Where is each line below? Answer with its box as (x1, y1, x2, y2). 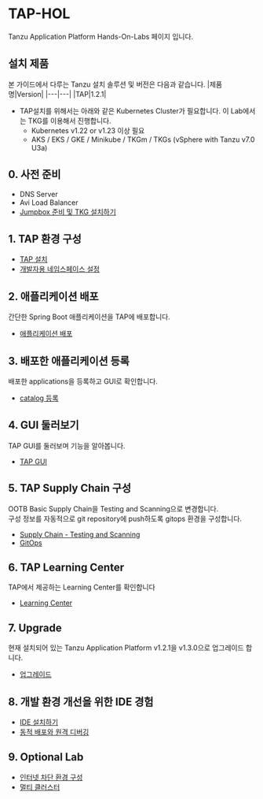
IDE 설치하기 (19, 718, 59, 727)
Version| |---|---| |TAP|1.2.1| (16, 89, 107, 98)
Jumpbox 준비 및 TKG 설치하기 (19, 206, 116, 217)
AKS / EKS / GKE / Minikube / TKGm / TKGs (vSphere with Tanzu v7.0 (31, 135, 255, 144)
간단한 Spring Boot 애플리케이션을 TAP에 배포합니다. (8, 312, 170, 321)
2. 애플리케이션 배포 (8, 289, 100, 303)
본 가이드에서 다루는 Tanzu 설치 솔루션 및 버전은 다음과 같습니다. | (8, 80, 210, 89)
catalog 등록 (19, 393, 59, 403)
